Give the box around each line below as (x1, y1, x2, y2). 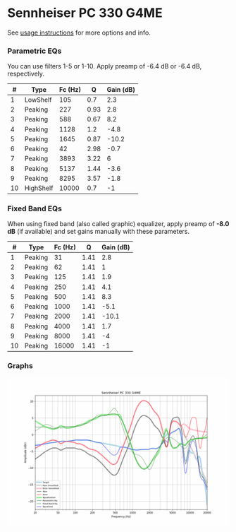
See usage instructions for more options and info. (7, 28, 151, 37)
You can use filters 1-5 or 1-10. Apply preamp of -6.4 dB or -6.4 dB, (7, 62, 202, 71)
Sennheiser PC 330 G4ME (7, 5, 163, 21)
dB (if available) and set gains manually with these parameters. (7, 227, 190, 236)
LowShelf (24, 95, 52, 104)
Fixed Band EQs (7, 203, 62, 213)
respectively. (7, 69, 44, 78)
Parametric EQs (7, 46, 62, 56)
